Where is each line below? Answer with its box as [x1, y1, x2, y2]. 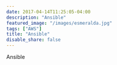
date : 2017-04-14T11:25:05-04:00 [6, 8, 91, 15]
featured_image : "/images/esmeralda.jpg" [6, 20, 113, 26]
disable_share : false [6, 37, 61, 43]
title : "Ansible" [6, 31, 50, 37]
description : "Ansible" [6, 14, 67, 20]
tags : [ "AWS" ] [6, 25, 42, 32]
